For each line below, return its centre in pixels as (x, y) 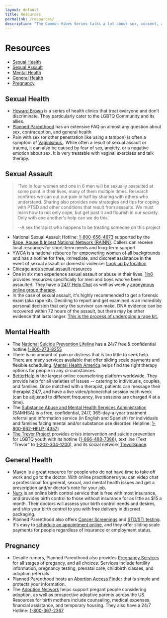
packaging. (24, 514)
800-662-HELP (28, 428)
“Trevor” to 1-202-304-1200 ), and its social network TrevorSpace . (80, 444)
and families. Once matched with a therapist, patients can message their (86, 386)
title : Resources (23, 14)
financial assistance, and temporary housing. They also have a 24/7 (82, 606)
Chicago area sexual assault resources (52, 269)
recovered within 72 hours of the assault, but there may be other (78, 311)
